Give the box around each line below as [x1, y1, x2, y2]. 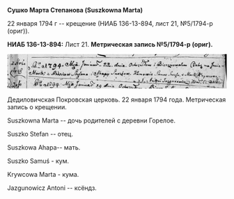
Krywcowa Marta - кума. [7, 170, 79, 178]
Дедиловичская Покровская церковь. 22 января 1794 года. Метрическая [7, 95, 226, 104]
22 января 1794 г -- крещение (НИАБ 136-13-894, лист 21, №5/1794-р [7, 19, 214, 27]
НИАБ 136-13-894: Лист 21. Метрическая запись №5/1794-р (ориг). [7, 40, 213, 48]
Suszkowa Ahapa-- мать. [7, 143, 81, 152]
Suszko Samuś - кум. [7, 157, 70, 165]
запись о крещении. [7, 102, 68, 111]
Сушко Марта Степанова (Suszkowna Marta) [7, 6, 143, 14]
